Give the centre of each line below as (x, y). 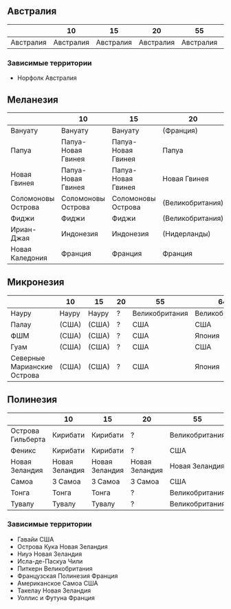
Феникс (23, 450)
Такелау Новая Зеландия (54, 590)
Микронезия (36, 282)
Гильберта (28, 439)
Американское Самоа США (57, 583)
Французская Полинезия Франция (67, 576)
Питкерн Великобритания (55, 568)
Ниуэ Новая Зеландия (49, 554)
